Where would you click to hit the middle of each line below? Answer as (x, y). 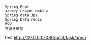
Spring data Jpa (21, 15)
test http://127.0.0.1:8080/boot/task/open (45, 38)
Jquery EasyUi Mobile (27, 11)
